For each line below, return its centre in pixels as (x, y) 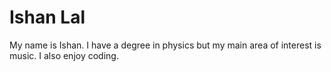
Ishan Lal (47, 17)
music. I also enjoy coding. (64, 55)
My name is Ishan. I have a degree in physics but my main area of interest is (165, 45)
